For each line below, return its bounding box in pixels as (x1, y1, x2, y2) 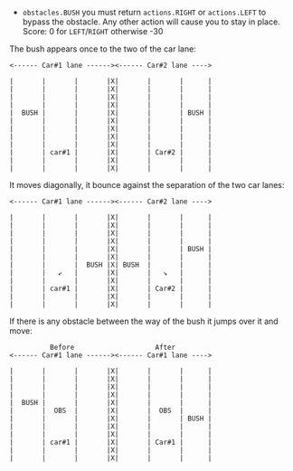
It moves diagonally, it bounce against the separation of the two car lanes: (9, 180, 285, 190)
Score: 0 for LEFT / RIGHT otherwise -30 (22, 26, 164, 36)
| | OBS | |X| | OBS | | (9, 406, 213, 415)
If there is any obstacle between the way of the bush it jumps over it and (9, 316, 279, 326)
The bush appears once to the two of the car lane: (9, 43, 196, 54)
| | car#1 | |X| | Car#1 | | (9, 438, 213, 447)
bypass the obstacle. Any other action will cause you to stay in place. (22, 16, 280, 27)
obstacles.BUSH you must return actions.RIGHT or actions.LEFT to (22, 7, 267, 17)
